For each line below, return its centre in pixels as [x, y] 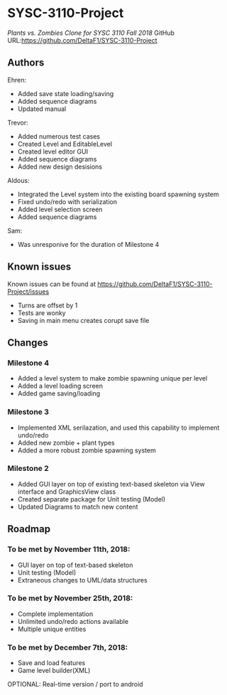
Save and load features [51, 663]
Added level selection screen [60, 209]
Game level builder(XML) [54, 671]
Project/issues [28, 291]
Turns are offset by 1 [48, 305]
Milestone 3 [28, 412]
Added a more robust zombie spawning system [87, 450]
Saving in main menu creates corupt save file [83, 320]
